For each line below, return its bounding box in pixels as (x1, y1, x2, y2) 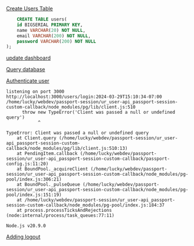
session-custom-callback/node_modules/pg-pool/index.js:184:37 (6, 202, 165, 208)
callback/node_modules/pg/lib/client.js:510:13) (6, 146, 128, 152)
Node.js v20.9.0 (6, 223, 46, 229)
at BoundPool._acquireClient (17, 166, 88, 172)
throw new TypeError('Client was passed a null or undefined (21, 109, 176, 116)
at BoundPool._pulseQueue (17, 182, 81, 188)
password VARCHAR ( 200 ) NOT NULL (17, 38, 96, 44)
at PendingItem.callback (17, 150, 78, 157)
